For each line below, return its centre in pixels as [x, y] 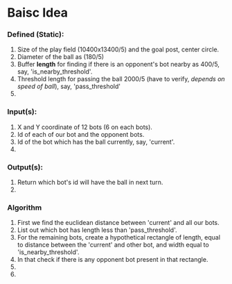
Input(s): [22, 112]
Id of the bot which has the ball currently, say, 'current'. [96, 142]
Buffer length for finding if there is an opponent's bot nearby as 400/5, [118, 65]
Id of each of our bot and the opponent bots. [81, 134]
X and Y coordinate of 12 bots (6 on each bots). [84, 127]
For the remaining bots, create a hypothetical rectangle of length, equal [118, 237]
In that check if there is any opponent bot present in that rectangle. [113, 260]
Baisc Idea [37, 13]
